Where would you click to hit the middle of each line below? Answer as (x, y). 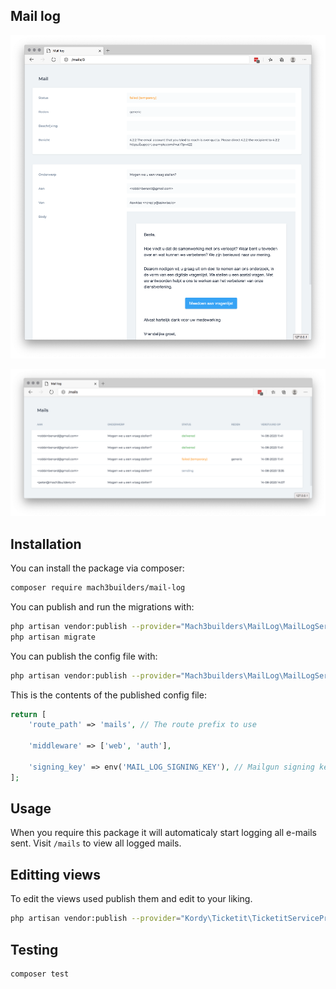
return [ (28, 714)
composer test (40, 974)
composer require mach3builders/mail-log (98, 588)
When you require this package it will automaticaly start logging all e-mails (163, 833)
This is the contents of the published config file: (108, 695)
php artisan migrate (53, 637)
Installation (46, 544)
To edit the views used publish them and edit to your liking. (131, 899)
